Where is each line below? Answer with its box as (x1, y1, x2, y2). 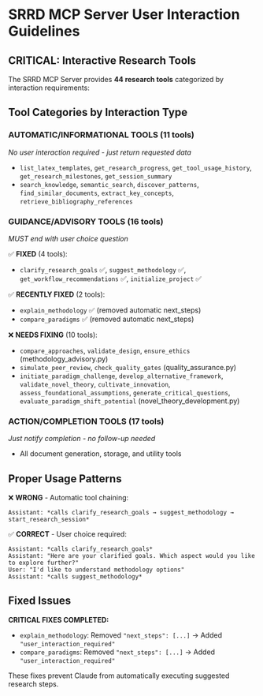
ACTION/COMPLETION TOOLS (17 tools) (8, 416, 165, 427)
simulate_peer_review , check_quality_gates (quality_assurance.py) (19, 362, 237, 372)
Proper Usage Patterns (8, 472, 122, 485)
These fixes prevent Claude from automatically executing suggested (8, 671, 230, 680)
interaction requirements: (8, 83, 91, 92)
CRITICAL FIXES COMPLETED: (8, 615, 109, 624)
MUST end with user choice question (8, 234, 128, 243)
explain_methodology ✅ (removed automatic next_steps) (19, 305, 202, 315)
